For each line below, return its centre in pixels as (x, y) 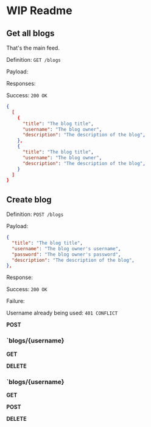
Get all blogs (30, 33)
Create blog (29, 199)
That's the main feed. (33, 48)
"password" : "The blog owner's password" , (66, 254)
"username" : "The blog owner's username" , (66, 248)
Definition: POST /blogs (35, 214)
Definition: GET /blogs (33, 60)
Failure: (16, 301)
